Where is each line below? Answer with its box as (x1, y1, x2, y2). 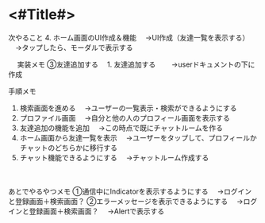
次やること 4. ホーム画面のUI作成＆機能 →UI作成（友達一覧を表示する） (8, 33, 250, 42)
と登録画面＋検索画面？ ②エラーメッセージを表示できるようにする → (8, 196, 244, 206)
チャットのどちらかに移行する (19, 143, 117, 152)
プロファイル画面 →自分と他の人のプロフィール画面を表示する (19, 113, 230, 122)
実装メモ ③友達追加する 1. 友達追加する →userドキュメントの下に (17, 60, 255, 69)
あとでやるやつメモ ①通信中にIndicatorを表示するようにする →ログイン (8, 186, 252, 196)
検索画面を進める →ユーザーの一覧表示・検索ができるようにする (19, 103, 237, 113)
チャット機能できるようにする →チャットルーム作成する (19, 152, 209, 162)
